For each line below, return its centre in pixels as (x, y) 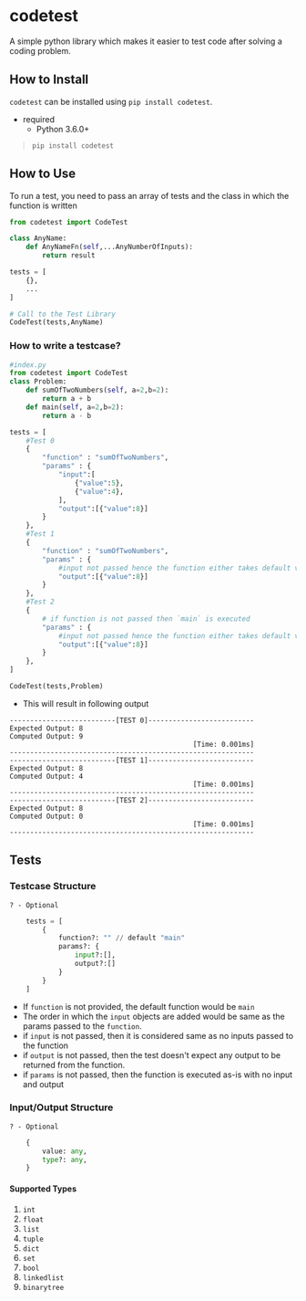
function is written (43, 205)
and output (43, 1084)
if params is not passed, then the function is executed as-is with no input (158, 1075)
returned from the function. (74, 1065)
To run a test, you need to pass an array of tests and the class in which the (149, 195)
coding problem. (40, 50)
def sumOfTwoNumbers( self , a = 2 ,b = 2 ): (97, 390)
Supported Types (43, 1189)
